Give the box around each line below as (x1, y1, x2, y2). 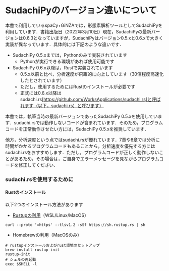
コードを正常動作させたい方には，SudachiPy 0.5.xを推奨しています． (5, 126, 149, 132)
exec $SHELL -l (5, 261, 37, 267)
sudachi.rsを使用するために (5, 175, 74, 183)
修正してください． (18, 162, 59, 168)
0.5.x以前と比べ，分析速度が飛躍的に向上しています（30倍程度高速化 (20, 71, 164, 77)
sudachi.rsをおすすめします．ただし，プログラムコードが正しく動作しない (5, 149, 159, 155)
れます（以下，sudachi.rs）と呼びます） (20, 102, 104, 109)
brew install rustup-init (5, 247, 60, 253)
